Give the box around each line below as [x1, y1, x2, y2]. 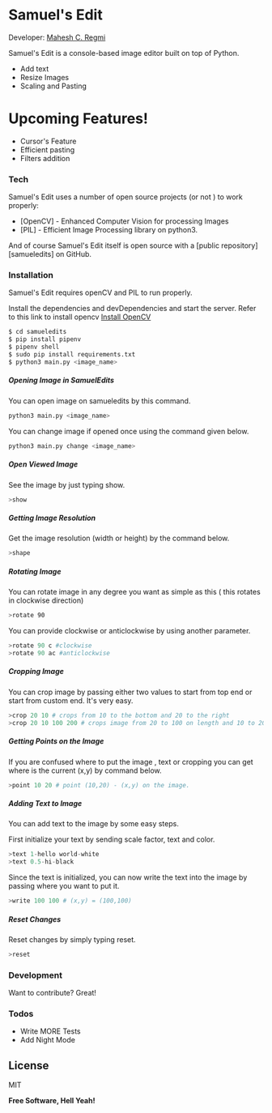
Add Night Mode [19, 1035, 75, 1045]
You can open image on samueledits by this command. [8, 395, 191, 406]
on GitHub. [55, 249, 91, 259]
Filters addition [19, 153, 70, 163]
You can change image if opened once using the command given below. [8, 426, 249, 436]
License [8, 1059, 49, 1072]
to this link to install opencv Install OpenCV [8, 312, 151, 322]
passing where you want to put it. [8, 881, 120, 891]
